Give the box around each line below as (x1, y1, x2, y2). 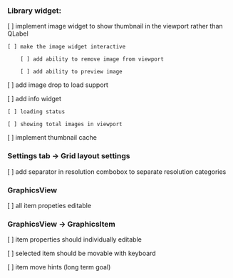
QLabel (7, 29, 29, 38)
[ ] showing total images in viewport (7, 120, 123, 128)
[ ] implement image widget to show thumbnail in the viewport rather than (7, 22, 223, 31)
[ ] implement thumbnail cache (7, 133, 98, 142)
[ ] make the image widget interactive (7, 43, 126, 51)
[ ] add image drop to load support (7, 81, 109, 89)
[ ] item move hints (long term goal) (7, 263, 111, 272)
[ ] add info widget (7, 95, 62, 103)
